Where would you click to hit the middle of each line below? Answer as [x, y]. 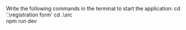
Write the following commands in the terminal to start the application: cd [93, 9]
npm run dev [21, 21]
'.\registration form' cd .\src [39, 15]
